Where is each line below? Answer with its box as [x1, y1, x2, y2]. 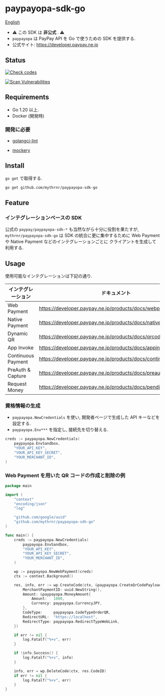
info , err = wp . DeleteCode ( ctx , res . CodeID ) [14, 668, 107, 673]
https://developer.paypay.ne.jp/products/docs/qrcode [39, 333, 164, 340]
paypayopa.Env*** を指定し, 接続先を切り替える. [12, 427, 109, 433]
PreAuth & [7, 367, 31, 374]
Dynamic [7, 330, 28, 337]
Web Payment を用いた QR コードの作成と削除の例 [5, 472, 125, 479]
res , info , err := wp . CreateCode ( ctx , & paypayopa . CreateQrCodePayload [14, 582, 162, 587]
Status [5, 56, 26, 64]
